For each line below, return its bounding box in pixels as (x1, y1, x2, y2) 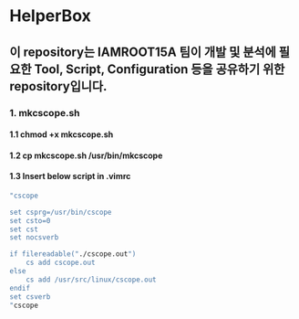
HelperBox (9, 5, 91, 27)
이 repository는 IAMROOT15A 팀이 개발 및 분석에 (9, 44, 276, 59)
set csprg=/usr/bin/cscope (9, 207, 112, 217)
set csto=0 (9, 216, 51, 225)
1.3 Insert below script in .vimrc (9, 171, 131, 182)
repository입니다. (9, 79, 108, 94)
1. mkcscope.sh (9, 106, 80, 119)
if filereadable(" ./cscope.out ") (9, 250, 137, 259)
